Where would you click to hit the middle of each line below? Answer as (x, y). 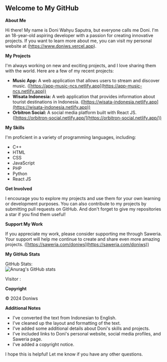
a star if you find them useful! (35, 214)
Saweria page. (27, 339)
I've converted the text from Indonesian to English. (64, 317)
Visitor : (13, 279)
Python (20, 173)
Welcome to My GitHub (42, 8)
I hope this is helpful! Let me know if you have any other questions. (74, 354)
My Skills (15, 127)
